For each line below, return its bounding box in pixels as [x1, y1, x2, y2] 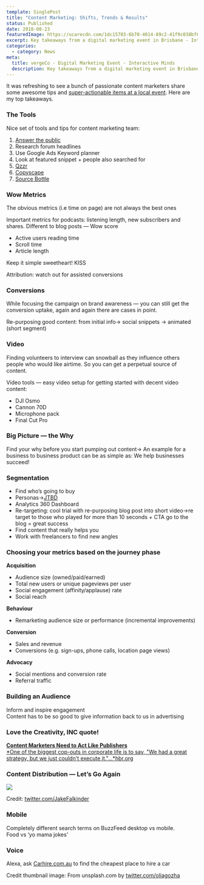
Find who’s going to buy [15, 487, 75, 495]
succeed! [6, 458, 30, 465]
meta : [6, 54, 20, 60]
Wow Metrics [6, 190, 47, 199]
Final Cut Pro [15, 416, 48, 424]
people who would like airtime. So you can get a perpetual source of [6, 360, 177, 368]
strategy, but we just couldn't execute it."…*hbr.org [6, 754, 134, 762]
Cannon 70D [15, 403, 47, 410]
